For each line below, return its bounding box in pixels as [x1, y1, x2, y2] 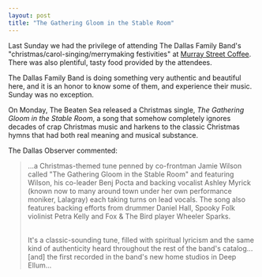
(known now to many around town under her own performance [27, 186, 233, 195]
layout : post [8, 11, 51, 20]
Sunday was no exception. [8, 89, 95, 99]
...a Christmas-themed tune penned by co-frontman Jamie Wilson [27, 161, 242, 170]
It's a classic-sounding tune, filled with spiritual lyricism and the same [27, 235, 255, 245]
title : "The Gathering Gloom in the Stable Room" [8, 19, 175, 27]
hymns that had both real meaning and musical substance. [8, 130, 199, 139]
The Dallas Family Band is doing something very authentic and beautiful [8, 73, 241, 82]
